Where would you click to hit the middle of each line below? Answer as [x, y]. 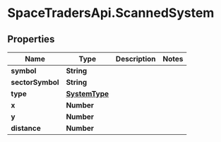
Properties [31, 39]
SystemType [88, 94]
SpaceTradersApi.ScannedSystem [111, 13]
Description [136, 59]
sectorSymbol [35, 82]
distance [26, 128]
